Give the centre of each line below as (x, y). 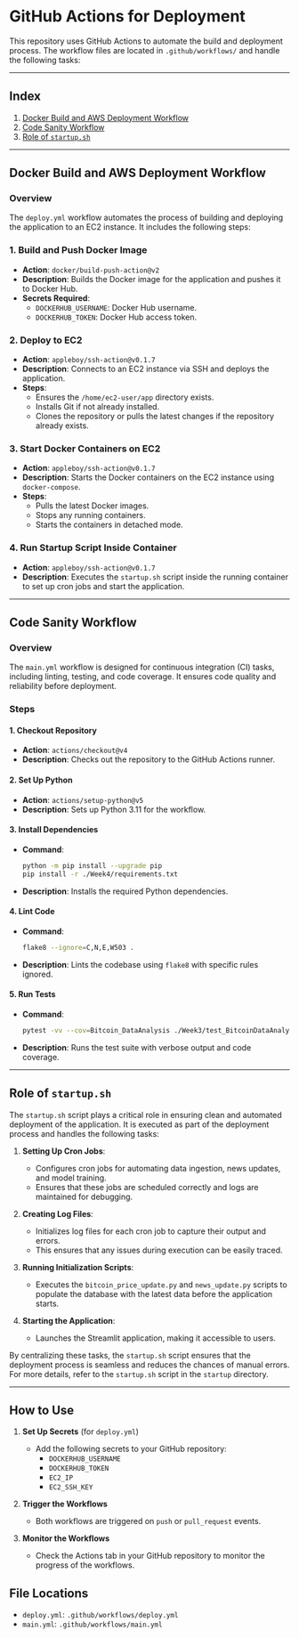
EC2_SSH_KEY (71, 1488)
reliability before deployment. (63, 686)
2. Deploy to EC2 (46, 340)
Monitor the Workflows (66, 1538)
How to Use (42, 1410)
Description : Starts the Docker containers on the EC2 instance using (148, 477)
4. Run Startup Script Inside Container (93, 547)
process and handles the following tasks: (85, 1133)
